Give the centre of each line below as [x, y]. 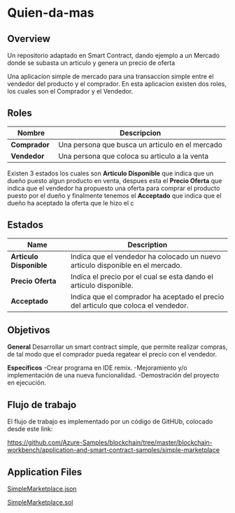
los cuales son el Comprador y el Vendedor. [70, 91]
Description [148, 245]
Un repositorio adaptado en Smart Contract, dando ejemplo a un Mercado [114, 55]
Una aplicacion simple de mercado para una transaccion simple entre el [111, 76]
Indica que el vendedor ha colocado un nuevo [145, 256]
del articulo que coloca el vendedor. [129, 305]
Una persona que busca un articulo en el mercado [140, 145]
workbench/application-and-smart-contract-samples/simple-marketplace [114, 450]
